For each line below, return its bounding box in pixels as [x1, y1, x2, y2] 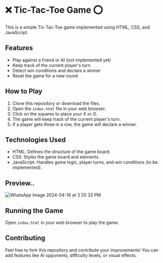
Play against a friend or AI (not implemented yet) [12, 57, 111, 63]
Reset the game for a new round [12, 73, 78, 79]
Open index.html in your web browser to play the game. [5, 219, 120, 225]
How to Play [5, 87, 43, 96]
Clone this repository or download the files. [12, 100, 100, 106]
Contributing [5, 234, 45, 242]
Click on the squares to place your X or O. [12, 110, 97, 117]
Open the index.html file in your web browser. [12, 105, 106, 111]
